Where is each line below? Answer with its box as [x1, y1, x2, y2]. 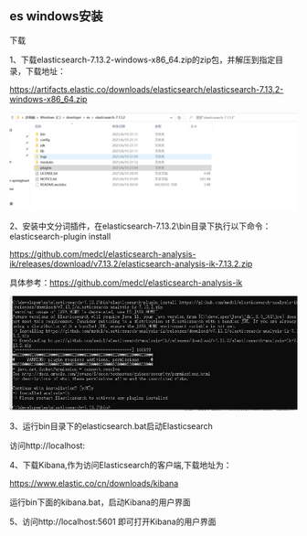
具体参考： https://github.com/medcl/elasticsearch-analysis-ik [9, 277, 243, 288]
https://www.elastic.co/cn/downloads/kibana [9, 477, 179, 488]
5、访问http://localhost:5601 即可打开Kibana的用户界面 [9, 516, 217, 527]
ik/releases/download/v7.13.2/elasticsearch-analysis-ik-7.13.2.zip [9, 259, 253, 270]
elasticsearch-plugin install [9, 231, 111, 242]
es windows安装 [9, 8, 103, 25]
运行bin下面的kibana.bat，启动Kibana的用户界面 [9, 497, 191, 508]
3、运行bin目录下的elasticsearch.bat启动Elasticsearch [9, 420, 213, 432]
